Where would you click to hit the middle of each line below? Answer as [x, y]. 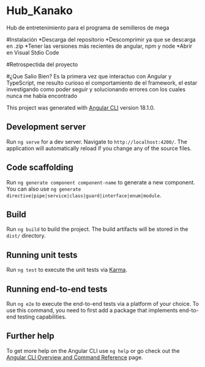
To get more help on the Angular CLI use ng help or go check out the [93, 350]
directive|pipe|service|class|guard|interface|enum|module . [84, 195]
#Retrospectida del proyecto [42, 64]
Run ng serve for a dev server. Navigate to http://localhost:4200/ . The [97, 142]
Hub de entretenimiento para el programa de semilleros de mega [88, 28]
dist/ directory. [26, 236]
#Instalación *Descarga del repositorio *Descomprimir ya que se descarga [101, 39]
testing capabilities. [42, 317]
